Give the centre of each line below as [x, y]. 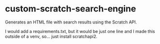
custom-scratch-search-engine [71, 9]
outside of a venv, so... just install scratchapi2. [51, 36]
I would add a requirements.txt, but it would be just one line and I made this [80, 31]
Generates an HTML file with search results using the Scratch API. [71, 22]
